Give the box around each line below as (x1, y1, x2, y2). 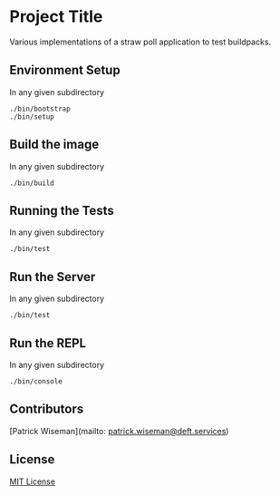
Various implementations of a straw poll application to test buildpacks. (9, 36, 272, 47)
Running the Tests (9, 202, 115, 218)
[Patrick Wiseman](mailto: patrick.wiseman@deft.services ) (9, 425, 229, 436)
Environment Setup (9, 63, 121, 78)
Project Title (9, 6, 103, 27)
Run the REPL (9, 335, 87, 351)
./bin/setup (9, 112, 54, 121)
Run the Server (9, 269, 96, 285)
